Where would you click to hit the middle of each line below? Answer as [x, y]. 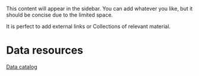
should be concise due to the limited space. [59, 15]
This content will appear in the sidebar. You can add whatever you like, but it [99, 9]
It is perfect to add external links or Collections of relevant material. [89, 26]
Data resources [45, 50]
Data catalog [22, 66]
